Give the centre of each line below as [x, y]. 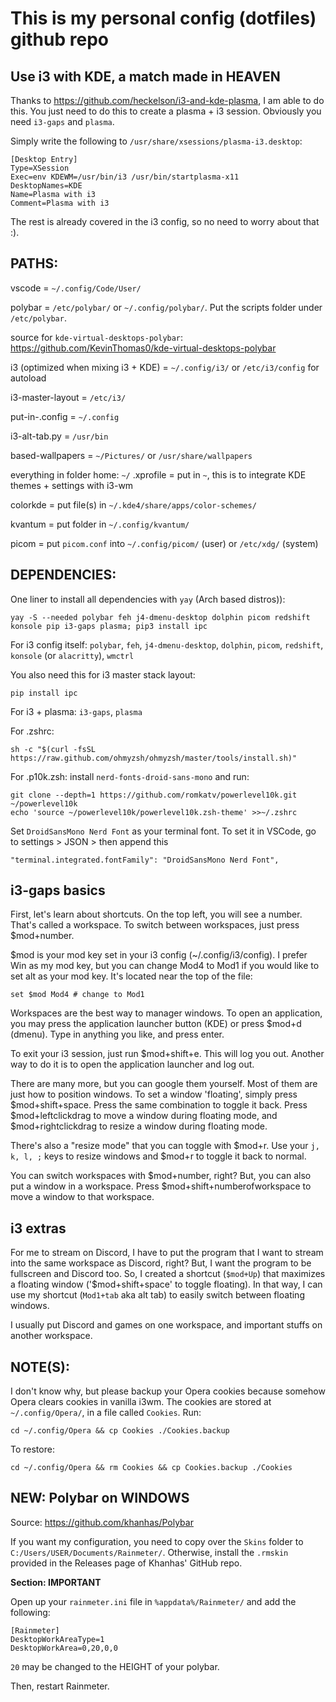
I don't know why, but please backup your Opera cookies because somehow [168, 1391]
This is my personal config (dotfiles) [163, 18]
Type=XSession [40, 168]
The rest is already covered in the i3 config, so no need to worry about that [165, 221]
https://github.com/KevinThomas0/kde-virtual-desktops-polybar [143, 348]
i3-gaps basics [58, 890]
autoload [28, 378]
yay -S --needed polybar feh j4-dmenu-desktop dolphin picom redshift [160, 617]
